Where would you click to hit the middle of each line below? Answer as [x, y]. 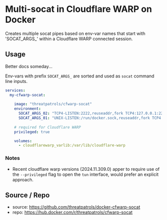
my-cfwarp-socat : [28, 95]
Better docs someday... [29, 66]
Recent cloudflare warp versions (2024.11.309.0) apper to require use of [86, 169]
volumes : [23, 141]
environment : [28, 109]
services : [15, 90]
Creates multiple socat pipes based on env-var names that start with [75, 33]
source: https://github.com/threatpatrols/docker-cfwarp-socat [76, 207]
